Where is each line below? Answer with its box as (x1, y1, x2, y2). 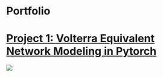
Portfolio (6, 4, 51, 18)
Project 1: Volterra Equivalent (6, 32, 155, 46)
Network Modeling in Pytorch (6, 45, 157, 58)
